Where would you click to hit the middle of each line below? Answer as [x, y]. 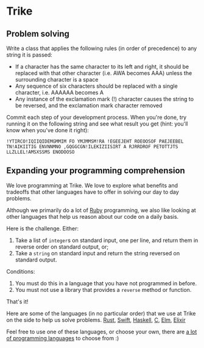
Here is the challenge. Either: [43, 228]
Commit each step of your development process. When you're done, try [97, 117]
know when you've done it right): [48, 130]
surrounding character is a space [57, 80]
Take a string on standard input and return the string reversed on [97, 253]
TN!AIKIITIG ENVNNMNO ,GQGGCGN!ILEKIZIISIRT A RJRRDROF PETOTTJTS [92, 147]
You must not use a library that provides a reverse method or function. [103, 289]
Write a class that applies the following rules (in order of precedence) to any [102, 48]
